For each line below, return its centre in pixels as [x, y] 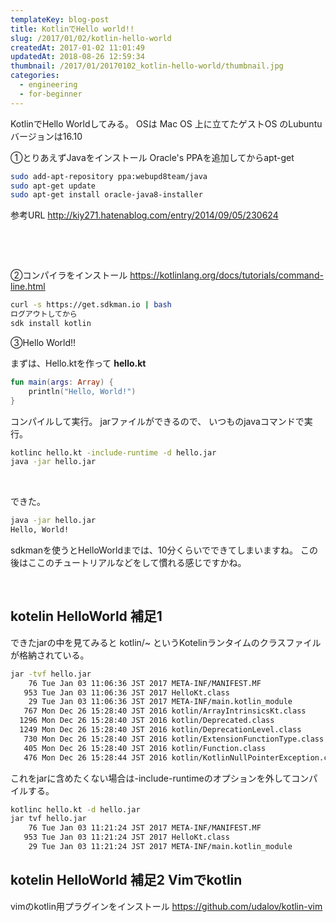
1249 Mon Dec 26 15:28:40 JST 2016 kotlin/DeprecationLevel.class [160, 730]
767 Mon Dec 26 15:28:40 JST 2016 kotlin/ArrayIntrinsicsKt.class [165, 711]
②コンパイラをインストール [69, 275]
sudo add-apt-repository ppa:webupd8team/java [109, 176]
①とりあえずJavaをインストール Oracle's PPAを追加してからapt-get [152, 157]
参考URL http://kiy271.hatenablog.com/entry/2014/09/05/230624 [144, 215]
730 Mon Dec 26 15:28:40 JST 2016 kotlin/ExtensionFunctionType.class [174, 739]
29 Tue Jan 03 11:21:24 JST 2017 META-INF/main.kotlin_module [160, 847]
